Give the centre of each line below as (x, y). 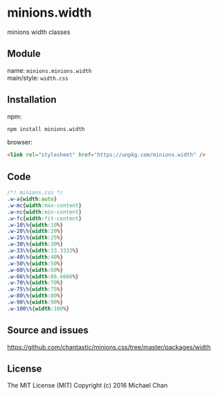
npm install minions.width (46, 129)
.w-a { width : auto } (32, 199)
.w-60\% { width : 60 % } (35, 270)
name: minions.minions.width (49, 70)
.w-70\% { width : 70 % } (35, 283)
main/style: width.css (38, 78)
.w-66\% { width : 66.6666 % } (43, 276)
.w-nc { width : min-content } (44, 212)
